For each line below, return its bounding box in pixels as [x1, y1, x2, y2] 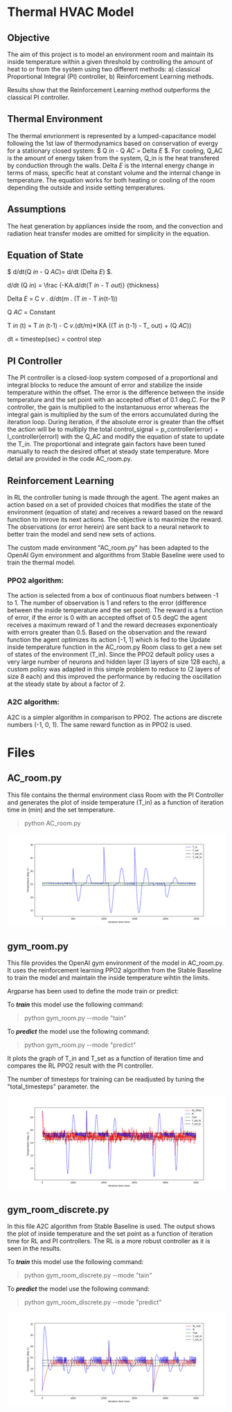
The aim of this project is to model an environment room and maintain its [7, 50, 214, 58]
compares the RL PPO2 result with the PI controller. [7, 1061, 154, 1070]
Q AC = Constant [7, 308, 55, 317]
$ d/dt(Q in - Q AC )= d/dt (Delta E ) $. [7, 268, 113, 276]
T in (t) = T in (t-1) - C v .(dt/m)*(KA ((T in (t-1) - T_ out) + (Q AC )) [7, 321, 192, 330]
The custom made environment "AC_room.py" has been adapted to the [7, 544, 209, 552]
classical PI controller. [7, 93, 70, 101]
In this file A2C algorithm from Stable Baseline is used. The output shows [7, 1222, 215, 1231]
